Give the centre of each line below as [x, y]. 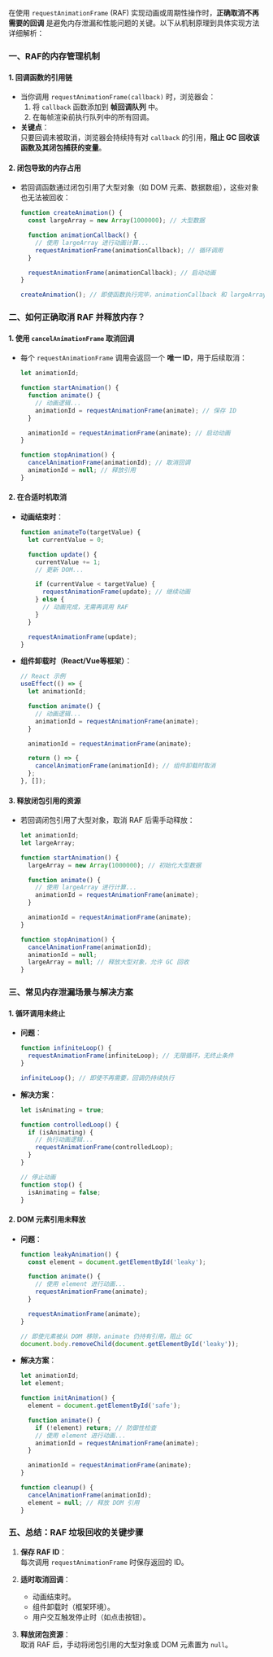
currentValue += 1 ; [68, 562]
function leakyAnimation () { [69, 1254]
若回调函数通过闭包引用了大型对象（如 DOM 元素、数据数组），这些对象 [139, 187]
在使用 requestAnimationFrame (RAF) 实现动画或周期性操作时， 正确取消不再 [134, 13]
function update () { [63, 554]
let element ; [42, 1384]
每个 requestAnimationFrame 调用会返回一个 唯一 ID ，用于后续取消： [134, 358]
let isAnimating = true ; [62, 1110]
